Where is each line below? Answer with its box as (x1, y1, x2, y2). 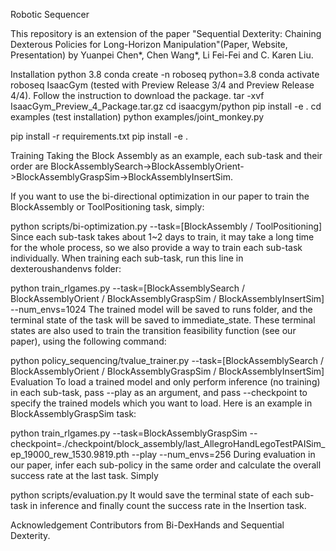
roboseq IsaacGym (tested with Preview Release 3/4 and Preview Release (10, 79, 315, 91)
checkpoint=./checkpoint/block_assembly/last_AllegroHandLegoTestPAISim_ (10, 438, 326, 449)
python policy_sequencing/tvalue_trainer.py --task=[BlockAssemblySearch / (10, 355, 325, 366)
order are (10, 160, 49, 172)
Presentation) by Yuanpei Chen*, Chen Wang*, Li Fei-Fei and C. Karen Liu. (10, 49, 314, 61)
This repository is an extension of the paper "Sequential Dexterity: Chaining (10, 28, 322, 39)
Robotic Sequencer (10, 9, 90, 20)
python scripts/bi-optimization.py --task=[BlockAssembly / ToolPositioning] (10, 220, 323, 232)
